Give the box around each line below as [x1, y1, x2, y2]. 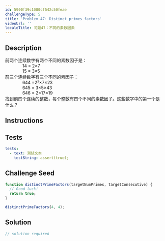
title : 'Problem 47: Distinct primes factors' [5, 16, 102, 21]
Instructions [5, 117, 43, 125]
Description [5, 44, 42, 52]
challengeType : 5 [5, 12, 41, 17]
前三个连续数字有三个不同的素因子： [5, 74, 79, 80]
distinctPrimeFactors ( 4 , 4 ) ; [5, 205, 65, 210]
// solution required [5, 231, 50, 236]
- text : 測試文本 [9, 151, 42, 156]
